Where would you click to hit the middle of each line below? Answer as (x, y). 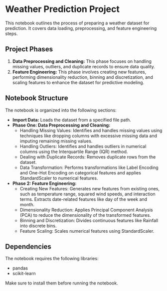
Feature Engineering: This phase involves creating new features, (79, 72)
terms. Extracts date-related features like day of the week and (83, 199)
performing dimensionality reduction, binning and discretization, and (83, 77)
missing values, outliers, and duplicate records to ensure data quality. (84, 66)
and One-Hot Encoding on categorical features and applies (80, 172)
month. (27, 204)
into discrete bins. (38, 226)
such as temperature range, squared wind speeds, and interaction (87, 194)
